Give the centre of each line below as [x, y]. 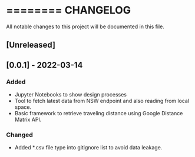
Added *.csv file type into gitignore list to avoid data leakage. [88, 148]
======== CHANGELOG [69, 10]
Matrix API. [28, 120]
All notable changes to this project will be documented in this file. [85, 26]
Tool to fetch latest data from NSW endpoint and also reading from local [102, 101]
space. [23, 107]
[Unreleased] [31, 45]
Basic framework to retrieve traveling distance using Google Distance [99, 113]
